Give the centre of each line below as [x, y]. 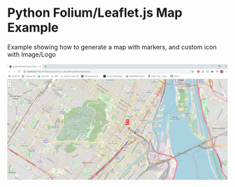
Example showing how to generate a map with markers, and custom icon [112, 47]
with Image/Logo [31, 54]
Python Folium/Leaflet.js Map [95, 13]
